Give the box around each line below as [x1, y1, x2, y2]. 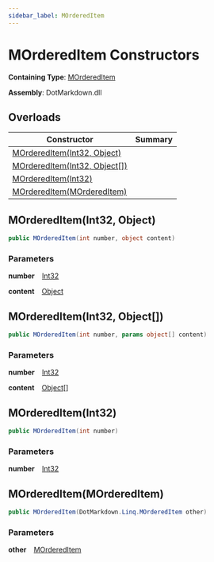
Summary [135, 134, 173, 145]
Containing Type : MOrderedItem [8, 72, 116, 82]
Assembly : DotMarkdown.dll [8, 87, 102, 97]
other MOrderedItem [8, 545, 82, 555]
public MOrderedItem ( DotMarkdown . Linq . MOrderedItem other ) [8, 508, 208, 517]
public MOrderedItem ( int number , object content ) [8, 234, 176, 242]
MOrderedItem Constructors [8, 45, 200, 64]
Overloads [8, 110, 61, 124]
